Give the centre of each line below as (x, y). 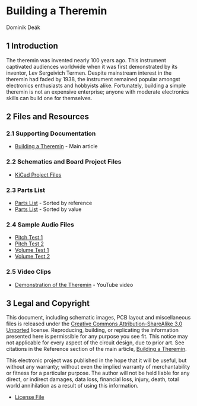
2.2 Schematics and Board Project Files (64, 162)
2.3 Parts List (26, 190)
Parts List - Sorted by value (48, 209)
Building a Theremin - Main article (56, 146)
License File (29, 397)
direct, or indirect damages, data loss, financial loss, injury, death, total (93, 379)
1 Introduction (32, 46)
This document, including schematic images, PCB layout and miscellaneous (99, 318)
